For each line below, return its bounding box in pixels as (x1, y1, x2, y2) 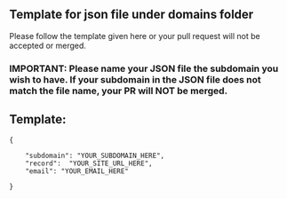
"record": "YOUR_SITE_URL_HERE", (25, 159, 153, 168)
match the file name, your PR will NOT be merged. (9, 84, 228, 97)
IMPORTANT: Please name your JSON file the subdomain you (9, 62, 279, 75)
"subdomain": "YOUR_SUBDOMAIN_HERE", (25, 151, 165, 160)
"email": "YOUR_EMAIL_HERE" (25, 166, 129, 176)
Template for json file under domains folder (9, 7, 254, 22)
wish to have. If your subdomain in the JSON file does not (9, 73, 262, 85)
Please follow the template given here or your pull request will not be (9, 30, 260, 41)
